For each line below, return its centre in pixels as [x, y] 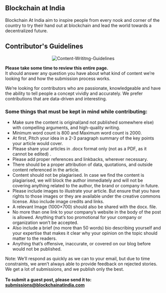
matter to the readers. [34, 238]
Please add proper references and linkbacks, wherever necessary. [80, 159]
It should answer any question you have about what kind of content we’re [80, 73]
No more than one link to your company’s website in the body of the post [86, 212]
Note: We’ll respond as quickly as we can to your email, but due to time [78, 258]
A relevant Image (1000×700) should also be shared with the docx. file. [85, 207]
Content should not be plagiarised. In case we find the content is [78, 175]
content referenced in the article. [46, 170]
